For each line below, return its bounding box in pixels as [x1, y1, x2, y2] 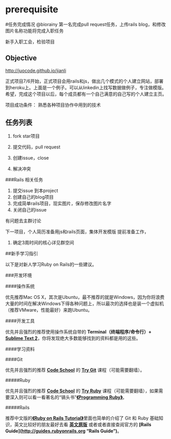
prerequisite [5, 4, 59, 15]
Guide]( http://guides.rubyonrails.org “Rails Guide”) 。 [5, 428, 122, 434]
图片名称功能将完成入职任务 [5, 27, 64, 34]
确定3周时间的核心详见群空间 [12, 239, 74, 245]
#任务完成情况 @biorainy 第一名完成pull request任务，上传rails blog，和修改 [5, 21, 166, 27]
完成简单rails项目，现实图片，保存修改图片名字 [12, 200, 112, 206]
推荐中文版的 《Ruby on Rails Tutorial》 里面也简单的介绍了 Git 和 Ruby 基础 [5, 415, 159, 421]
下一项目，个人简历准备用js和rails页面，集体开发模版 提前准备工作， [5, 228, 149, 235]
